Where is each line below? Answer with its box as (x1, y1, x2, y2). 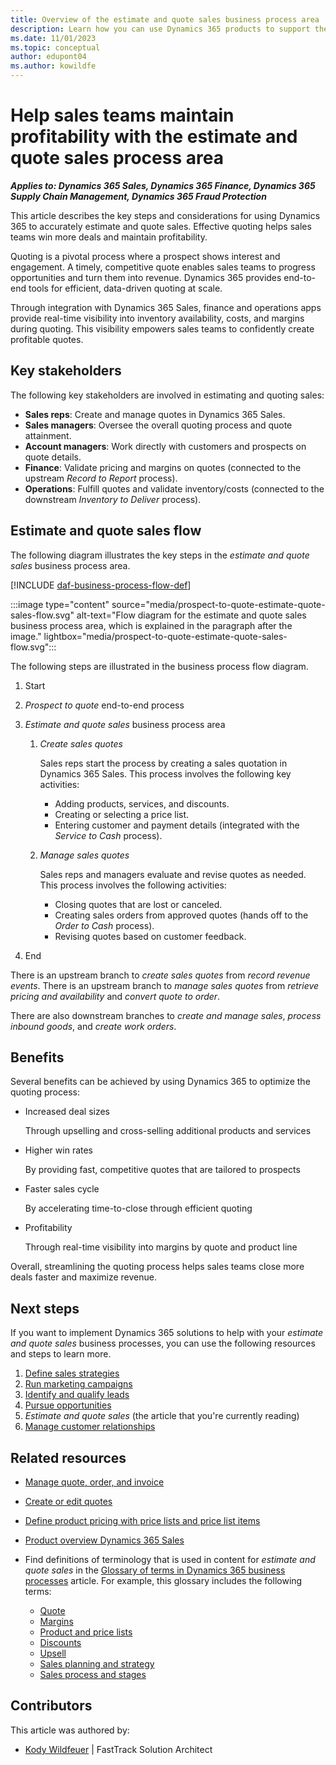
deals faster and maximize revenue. (10, 1271, 157, 1283)
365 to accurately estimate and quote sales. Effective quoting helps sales (10, 220, 312, 232)
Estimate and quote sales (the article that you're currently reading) (24, 1410, 300, 1422)
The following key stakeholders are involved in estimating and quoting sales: (10, 389, 325, 401)
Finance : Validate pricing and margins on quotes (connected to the (24, 461, 302, 473)
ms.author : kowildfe (10, 61, 97, 71)
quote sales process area (10, 147, 224, 170)
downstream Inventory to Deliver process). (24, 493, 202, 505)
